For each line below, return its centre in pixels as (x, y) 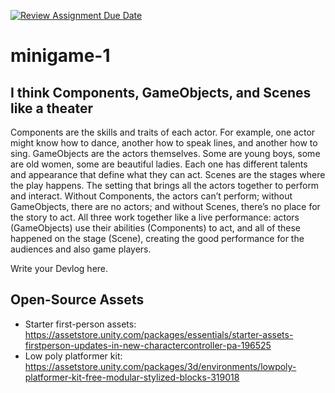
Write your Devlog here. (59, 268)
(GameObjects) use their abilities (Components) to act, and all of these (156, 228)
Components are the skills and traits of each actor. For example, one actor (163, 132)
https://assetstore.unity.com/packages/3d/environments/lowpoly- (160, 366)
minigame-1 (60, 56)
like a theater (52, 108)
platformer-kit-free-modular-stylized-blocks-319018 (132, 377)
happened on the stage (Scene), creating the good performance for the (157, 238)
